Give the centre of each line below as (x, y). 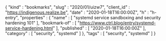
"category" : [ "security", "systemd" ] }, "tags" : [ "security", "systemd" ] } (81, 33)
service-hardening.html (29, 28)
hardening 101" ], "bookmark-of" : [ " (43, 23)
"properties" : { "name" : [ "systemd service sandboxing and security (90, 18)
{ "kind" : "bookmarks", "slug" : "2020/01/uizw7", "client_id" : (68, 7)
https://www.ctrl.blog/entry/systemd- (118, 23)
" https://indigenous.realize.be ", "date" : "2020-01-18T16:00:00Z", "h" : (77, 12)
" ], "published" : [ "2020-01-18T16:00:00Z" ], (99, 28)
